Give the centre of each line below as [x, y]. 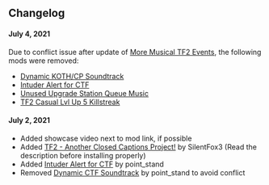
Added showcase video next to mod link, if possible [106, 138]
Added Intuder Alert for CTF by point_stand [92, 164]
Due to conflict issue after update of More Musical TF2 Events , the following [135, 52]
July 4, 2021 [29, 34]
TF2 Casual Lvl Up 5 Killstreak [70, 102]
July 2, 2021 [29, 120]
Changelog [37, 13]
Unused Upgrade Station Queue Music [84, 93]
